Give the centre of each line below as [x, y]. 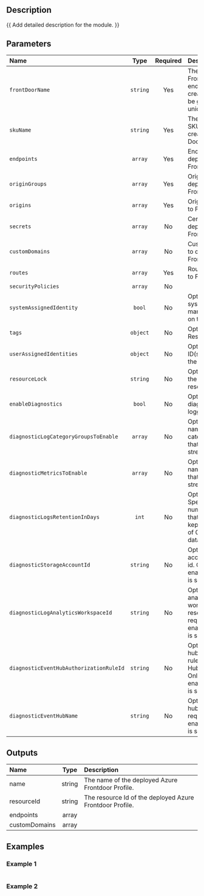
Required [168, 61]
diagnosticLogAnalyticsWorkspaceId [61, 613]
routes [19, 273]
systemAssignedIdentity [44, 308]
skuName [20, 130]
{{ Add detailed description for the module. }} [63, 25]
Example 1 [22, 864]
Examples [25, 847]
